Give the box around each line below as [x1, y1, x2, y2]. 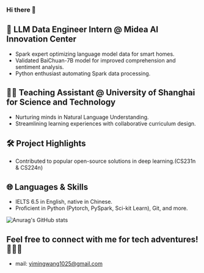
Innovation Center [6, 34, 77, 45]
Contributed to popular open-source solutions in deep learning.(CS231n [15, 157, 196, 165]
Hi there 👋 [6, 6, 37, 14]
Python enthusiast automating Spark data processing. [15, 70, 151, 77]
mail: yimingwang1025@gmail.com [15, 260, 103, 267]
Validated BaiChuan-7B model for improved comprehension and [15, 56, 176, 64]
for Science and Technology [6, 97, 116, 108]
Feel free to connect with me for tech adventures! [6, 234, 199, 244]
